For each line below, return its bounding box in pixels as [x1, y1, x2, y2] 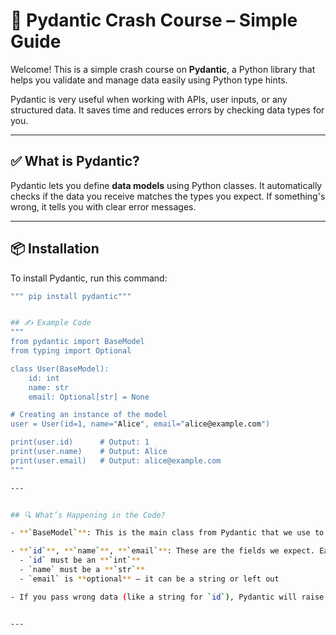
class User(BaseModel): [10, 364, 110, 374]
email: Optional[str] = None [28, 392, 150, 402]
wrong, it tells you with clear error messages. [10, 200, 197, 213]
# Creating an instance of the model [10, 410, 168, 420]
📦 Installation [10, 240, 100, 258]
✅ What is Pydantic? [10, 153, 140, 170]
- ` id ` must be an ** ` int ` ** [19, 555, 141, 566]
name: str [28, 382, 70, 393]
